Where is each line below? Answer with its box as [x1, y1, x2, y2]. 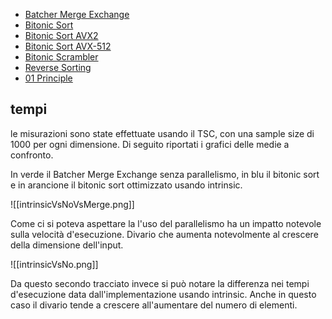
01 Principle [24, 72, 73, 84]
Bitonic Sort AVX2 [24, 30, 99, 41]
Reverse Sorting [24, 62, 92, 73]
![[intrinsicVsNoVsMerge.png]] [10, 198, 135, 210]
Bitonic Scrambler [24, 51, 99, 63]
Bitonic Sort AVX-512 [24, 40, 112, 52]
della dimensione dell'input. [10, 239, 124, 251]
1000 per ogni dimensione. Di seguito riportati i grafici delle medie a [10, 138, 290, 150]
